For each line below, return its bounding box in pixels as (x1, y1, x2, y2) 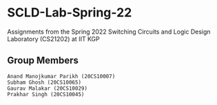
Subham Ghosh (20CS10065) (7, 79, 81, 86)
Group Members (7, 55, 79, 67)
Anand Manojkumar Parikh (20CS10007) (7, 73, 116, 80)
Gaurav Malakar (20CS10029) (7, 84, 88, 92)
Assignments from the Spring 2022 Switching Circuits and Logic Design (7, 27, 211, 36)
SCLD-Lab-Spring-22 (7, 5, 132, 21)
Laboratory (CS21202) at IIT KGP (7, 34, 100, 43)
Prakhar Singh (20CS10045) (7, 91, 85, 97)
